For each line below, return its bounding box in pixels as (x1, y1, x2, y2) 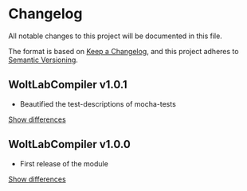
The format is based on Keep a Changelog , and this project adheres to (8, 46, 239, 56)
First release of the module (19, 158, 109, 168)
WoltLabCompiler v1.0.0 (8, 138, 131, 151)
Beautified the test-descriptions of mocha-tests (19, 99, 177, 108)
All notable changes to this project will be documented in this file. (8, 31, 223, 41)
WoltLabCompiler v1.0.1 (8, 78, 127, 92)
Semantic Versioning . (8, 55, 78, 64)
